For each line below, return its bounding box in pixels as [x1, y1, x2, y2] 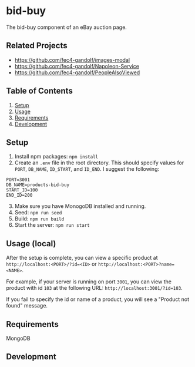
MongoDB [6, 335, 31, 342]
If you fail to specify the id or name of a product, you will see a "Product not [6, 296, 190, 303]
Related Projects [6, 41, 68, 51]
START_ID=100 [6, 187, 38, 193]
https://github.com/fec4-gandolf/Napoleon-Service [14, 62, 140, 70]
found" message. [6, 302, 48, 309]
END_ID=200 [6, 193, 33, 199]
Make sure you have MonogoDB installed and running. [14, 203, 146, 210]
